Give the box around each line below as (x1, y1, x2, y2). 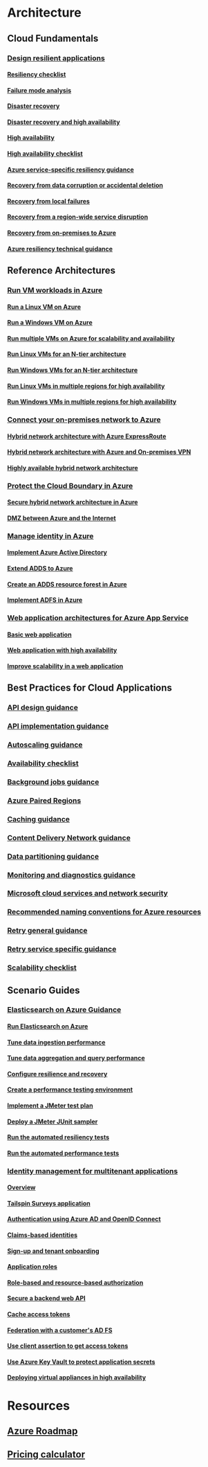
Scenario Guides (7, 984, 81, 996)
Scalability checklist (7, 963, 77, 972)
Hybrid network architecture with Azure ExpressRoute (7, 432, 167, 441)
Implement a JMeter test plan (7, 1101, 93, 1110)
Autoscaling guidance (7, 740, 83, 749)
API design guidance (7, 703, 78, 713)
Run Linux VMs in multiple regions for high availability (7, 382, 165, 390)
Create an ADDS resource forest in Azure (7, 580, 127, 588)
